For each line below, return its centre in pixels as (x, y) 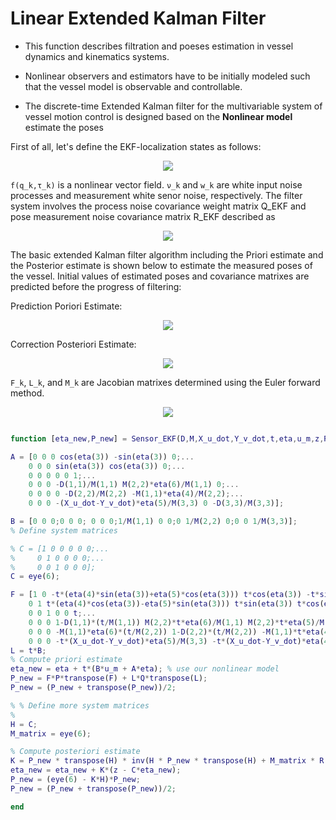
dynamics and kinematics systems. (97, 56)
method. (27, 393)
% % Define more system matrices (80, 705)
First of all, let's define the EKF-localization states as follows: (136, 146)
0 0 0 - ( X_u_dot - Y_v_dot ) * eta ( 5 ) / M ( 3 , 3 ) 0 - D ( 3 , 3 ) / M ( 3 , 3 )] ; (156, 503)
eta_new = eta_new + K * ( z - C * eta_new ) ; (96, 770)
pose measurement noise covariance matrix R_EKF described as (143, 216)
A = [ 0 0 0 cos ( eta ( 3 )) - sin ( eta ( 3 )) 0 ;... (102, 457)
